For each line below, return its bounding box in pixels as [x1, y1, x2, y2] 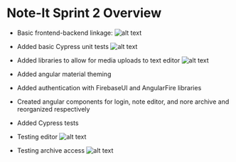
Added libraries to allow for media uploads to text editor [16, 55, 181, 65]
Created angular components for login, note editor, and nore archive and [16, 97, 230, 106]
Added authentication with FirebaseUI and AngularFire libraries [16, 83, 202, 92]
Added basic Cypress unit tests [16, 42, 109, 50]
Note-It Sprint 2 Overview [6, 5, 161, 21]
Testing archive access [16, 146, 85, 154]
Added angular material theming [16, 70, 112, 78]
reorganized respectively [16, 104, 90, 113]
